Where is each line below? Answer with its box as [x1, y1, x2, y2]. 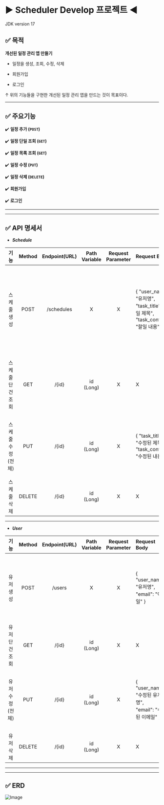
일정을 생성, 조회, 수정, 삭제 [12, 61, 64, 67]
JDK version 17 [5, 21, 35, 27]
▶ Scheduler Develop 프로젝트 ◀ [5, 4, 138, 16]
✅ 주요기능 [5, 112, 36, 120]
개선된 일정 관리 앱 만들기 [5, 50, 53, 56]
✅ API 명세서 [5, 224, 42, 232]
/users [52, 584, 67, 591]
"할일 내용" [136, 323, 160, 330]
